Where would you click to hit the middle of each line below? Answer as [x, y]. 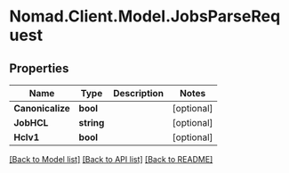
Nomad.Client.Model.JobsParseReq [145, 16]
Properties [39, 68]
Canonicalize [42, 108]
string [92, 123]
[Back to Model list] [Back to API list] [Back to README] [111, 159]
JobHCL [31, 123]
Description [138, 93]
